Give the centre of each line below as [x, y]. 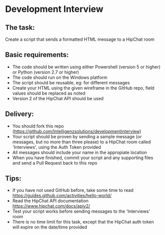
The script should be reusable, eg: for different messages [71, 82]
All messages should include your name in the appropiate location [80, 152]
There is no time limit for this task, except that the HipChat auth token [83, 222]
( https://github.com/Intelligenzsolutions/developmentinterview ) [77, 131]
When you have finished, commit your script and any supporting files [83, 158]
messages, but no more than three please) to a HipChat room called [82, 142]
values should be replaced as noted [49, 93]
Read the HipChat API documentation [50, 201]
